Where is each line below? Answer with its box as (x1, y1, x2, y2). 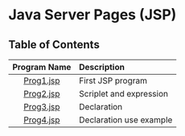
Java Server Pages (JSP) (8, 6, 177, 24)
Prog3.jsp (23, 101, 60, 112)
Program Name (12, 62, 72, 72)
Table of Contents (8, 38, 101, 52)
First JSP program (79, 75, 147, 86)
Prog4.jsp (23, 114, 60, 126)
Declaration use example (79, 114, 173, 126)
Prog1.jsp (23, 75, 60, 86)
